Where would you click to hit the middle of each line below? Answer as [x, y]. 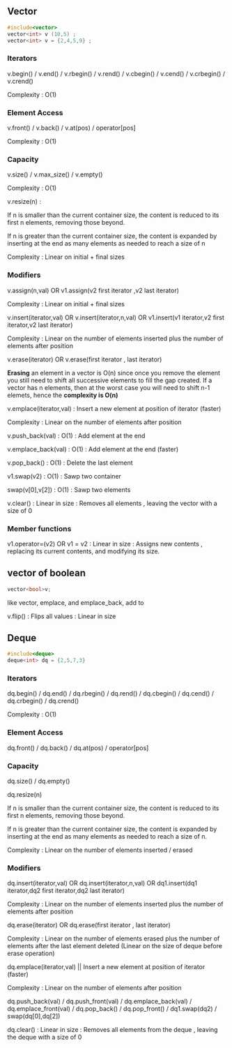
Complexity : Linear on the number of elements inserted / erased [100, 850]
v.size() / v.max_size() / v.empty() [55, 174]
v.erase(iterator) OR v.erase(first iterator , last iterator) [85, 359]
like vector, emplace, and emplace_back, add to [76, 602]
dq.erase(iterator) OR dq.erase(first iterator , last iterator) [89, 925]
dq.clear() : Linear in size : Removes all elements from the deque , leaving [113, 1030]
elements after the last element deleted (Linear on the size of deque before [115, 946]
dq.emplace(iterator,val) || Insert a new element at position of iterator [106, 967]
